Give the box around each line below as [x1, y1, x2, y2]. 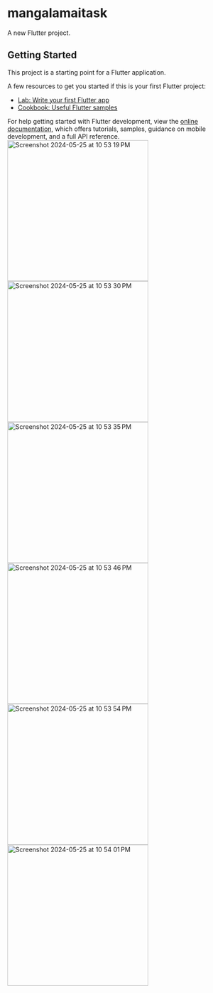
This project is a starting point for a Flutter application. [7, 68, 166, 76]
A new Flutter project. [7, 28, 71, 37]
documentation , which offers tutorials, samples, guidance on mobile [7, 124, 206, 133]
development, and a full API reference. [7, 132, 120, 140]
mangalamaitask [7, 5, 108, 21]
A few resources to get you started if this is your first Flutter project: [7, 82, 206, 90]
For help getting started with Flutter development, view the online [7, 117, 199, 125]
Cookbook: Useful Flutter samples [17, 103, 118, 112]
